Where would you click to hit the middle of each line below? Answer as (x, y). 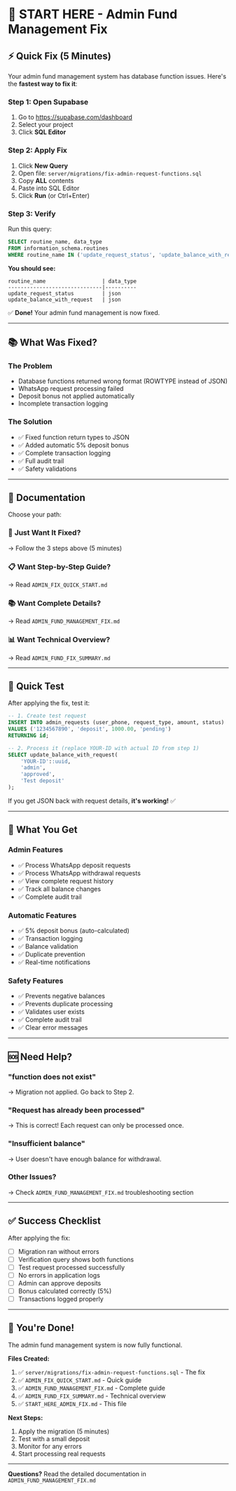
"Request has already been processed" (77, 1110)
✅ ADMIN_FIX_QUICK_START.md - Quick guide (80, 1380)
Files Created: (29, 1358)
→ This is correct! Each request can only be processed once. (96, 1125)
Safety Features (36, 980)
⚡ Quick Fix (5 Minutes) (60, 56)
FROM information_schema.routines (58, 248)
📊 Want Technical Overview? (59, 640)
